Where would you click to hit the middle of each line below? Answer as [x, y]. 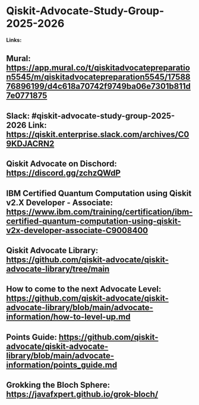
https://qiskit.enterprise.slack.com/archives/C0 [98, 134]
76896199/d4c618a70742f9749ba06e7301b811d [99, 86]
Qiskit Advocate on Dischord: [61, 164]
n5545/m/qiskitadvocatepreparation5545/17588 [98, 77]
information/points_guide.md [62, 365]
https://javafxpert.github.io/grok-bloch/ [82, 395]
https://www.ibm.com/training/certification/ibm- [99, 212]
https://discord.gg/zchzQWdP [63, 173]
